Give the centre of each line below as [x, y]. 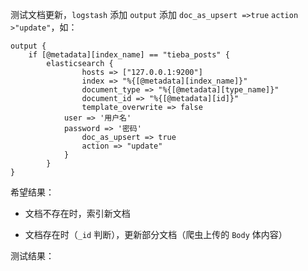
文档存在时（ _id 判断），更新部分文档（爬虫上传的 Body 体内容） [156, 234]
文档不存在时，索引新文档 [77, 213]
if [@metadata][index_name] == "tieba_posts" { [129, 55]
